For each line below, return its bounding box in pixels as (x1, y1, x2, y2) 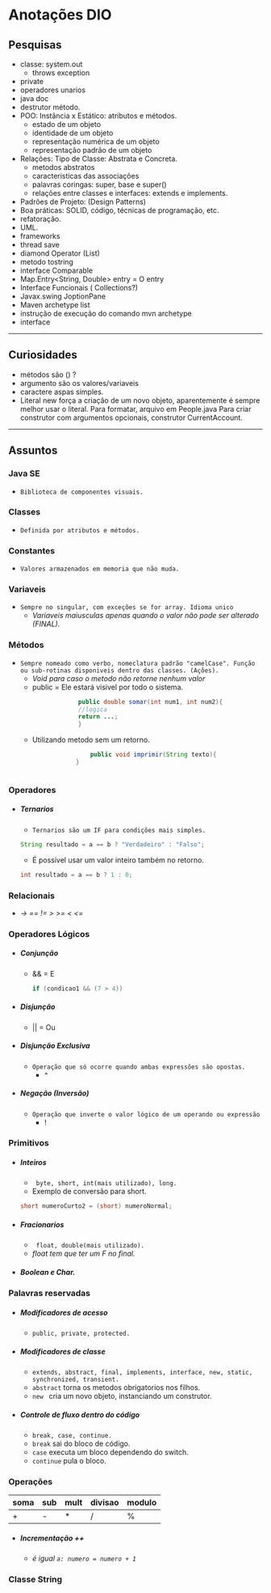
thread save (19, 240, 60, 249)
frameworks (19, 231, 60, 240)
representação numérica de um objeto (31, 137, 160, 146)
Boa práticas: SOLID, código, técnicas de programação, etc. (19, 205, 219, 215)
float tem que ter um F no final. (31, 1248, 135, 1259)
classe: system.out (19, 59, 83, 69)
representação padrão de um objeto (31, 146, 152, 155)
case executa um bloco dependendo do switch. (31, 1447, 189, 1457)
